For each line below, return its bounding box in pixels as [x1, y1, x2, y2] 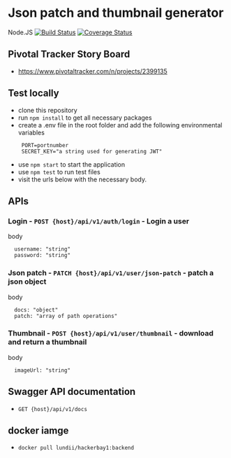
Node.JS [8, 28, 33, 36]
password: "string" [14, 252, 71, 259]
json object [8, 277, 47, 286]
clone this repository [17, 106, 77, 114]
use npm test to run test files [17, 167, 100, 176]
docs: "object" [14, 306, 59, 313]
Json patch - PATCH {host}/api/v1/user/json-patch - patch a [8, 268, 214, 278]
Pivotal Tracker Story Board [8, 48, 131, 60]
